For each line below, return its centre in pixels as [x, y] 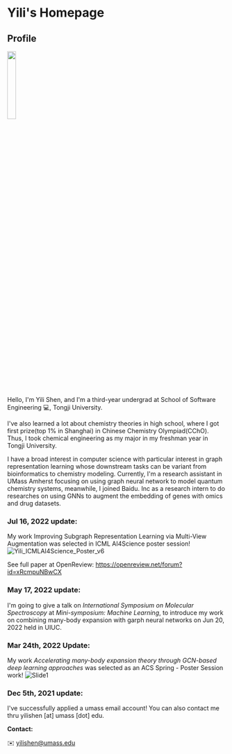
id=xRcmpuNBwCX [35, 572]
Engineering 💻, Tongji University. [55, 407]
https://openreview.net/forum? [139, 564]
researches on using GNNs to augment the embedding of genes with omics [115, 496]
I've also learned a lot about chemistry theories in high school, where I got [113, 424]
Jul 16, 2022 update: [42, 521]
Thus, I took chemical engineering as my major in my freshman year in [108, 438]
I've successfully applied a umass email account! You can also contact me [114, 708]
